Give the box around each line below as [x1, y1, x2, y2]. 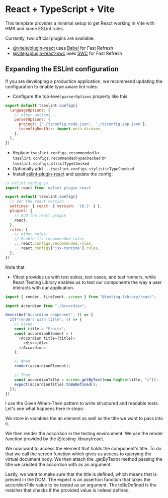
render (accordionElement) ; [14, 363, 71, 369]
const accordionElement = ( [14, 331, 73, 336]
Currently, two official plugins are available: [5, 35, 95, 41]
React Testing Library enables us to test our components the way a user [12, 279, 162, 285]
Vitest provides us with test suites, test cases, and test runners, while [12, 274, 156, 280]
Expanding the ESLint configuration [5, 65, 119, 73]
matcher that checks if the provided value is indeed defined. [5, 487, 130, 493]
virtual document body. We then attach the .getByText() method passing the [5, 456, 162, 462]
